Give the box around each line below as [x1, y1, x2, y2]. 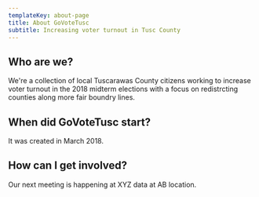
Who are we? [8, 55, 74, 68]
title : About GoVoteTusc [8, 19, 89, 27]
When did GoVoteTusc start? [8, 115, 151, 129]
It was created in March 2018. [8, 137, 104, 145]
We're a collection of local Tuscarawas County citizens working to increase [8, 76, 251, 86]
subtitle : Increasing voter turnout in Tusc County [8, 26, 181, 34]
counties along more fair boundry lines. [8, 93, 136, 102]
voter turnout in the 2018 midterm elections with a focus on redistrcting [8, 84, 239, 94]
